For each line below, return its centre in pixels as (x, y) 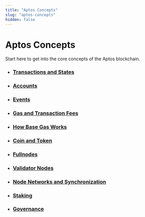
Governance (28, 209)
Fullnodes (25, 154)
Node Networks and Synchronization (59, 182)
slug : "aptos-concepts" (31, 15)
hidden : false (20, 19)
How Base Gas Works (40, 127)
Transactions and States (43, 72)
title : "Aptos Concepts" (32, 10)
